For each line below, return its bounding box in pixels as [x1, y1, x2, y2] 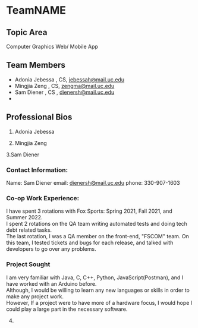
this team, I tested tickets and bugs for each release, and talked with [6, 239, 174, 247]
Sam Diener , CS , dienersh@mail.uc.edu [14, 89, 115, 96]
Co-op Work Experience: [6, 194, 79, 202]
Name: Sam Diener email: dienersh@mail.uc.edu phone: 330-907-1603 [6, 179, 180, 186]
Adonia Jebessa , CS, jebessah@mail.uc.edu [14, 75, 125, 83]
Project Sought [6, 260, 51, 269]
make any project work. [6, 292, 64, 300]
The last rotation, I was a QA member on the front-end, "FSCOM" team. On [6, 233, 189, 240]
